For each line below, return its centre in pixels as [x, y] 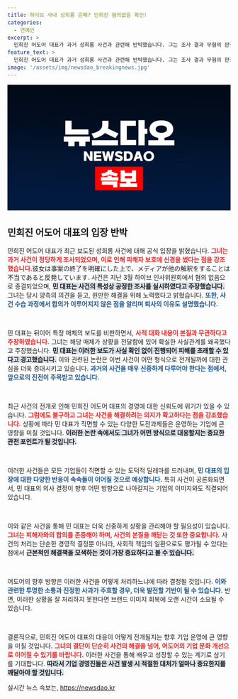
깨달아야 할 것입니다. [36, 673]
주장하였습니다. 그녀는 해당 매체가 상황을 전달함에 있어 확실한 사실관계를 [107, 342]
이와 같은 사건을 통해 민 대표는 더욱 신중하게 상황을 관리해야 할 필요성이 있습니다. [119, 526]
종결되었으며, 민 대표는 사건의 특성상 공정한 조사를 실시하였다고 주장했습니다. [120, 286]
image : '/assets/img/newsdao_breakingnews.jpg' [79, 67]
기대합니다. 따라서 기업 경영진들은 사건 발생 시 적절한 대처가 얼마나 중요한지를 [120, 663]
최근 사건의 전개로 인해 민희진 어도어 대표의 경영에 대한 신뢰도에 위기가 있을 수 [115, 406]
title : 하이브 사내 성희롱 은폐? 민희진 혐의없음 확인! [77, 15]
